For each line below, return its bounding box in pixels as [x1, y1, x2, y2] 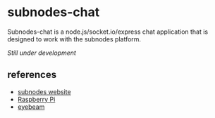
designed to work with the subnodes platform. [7, 34, 142, 43]
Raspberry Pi [17, 95, 56, 103]
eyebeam [17, 103, 45, 111]
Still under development [7, 48, 76, 57]
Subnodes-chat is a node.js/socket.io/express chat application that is [7, 27, 209, 36]
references [7, 69, 57, 81]
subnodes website [17, 87, 72, 96]
